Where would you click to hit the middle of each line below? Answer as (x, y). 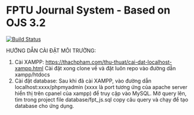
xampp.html (29, 68)
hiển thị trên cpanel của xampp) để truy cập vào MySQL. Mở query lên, (101, 93)
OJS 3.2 (26, 23)
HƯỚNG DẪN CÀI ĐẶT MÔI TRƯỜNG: (51, 50)
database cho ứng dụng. (44, 106)
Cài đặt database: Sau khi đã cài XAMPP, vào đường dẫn (83, 81)
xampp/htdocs (32, 74)
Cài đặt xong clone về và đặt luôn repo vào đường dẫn (111, 68)
